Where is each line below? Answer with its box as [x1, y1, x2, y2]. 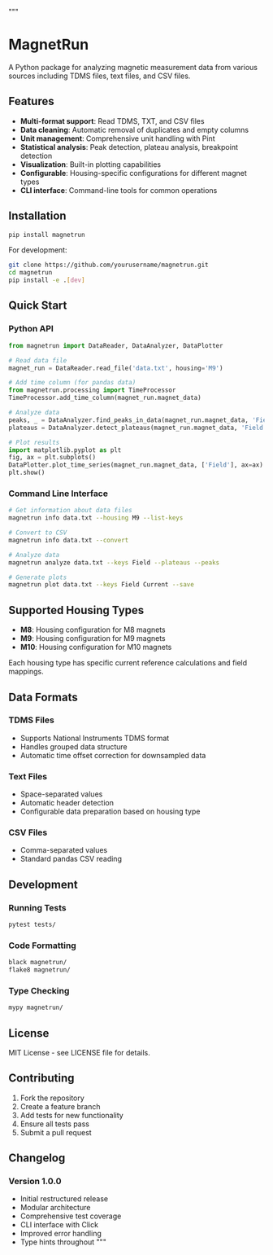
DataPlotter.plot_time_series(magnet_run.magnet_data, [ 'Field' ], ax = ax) [8, 461, 264, 469]
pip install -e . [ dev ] [8, 276, 85, 284]
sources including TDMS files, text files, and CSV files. [8, 71, 191, 81]
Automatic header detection [19, 798, 114, 808]
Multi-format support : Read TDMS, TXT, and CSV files [19, 116, 205, 125]
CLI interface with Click [19, 1220, 99, 1230]
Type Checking [8, 985, 70, 996]
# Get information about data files [8, 507, 132, 515]
